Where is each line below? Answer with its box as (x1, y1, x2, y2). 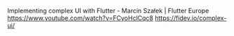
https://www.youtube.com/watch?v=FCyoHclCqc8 (7, 14, 153, 22)
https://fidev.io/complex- (154, 14, 227, 22)
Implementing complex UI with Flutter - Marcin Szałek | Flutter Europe (7, 7, 209, 15)
